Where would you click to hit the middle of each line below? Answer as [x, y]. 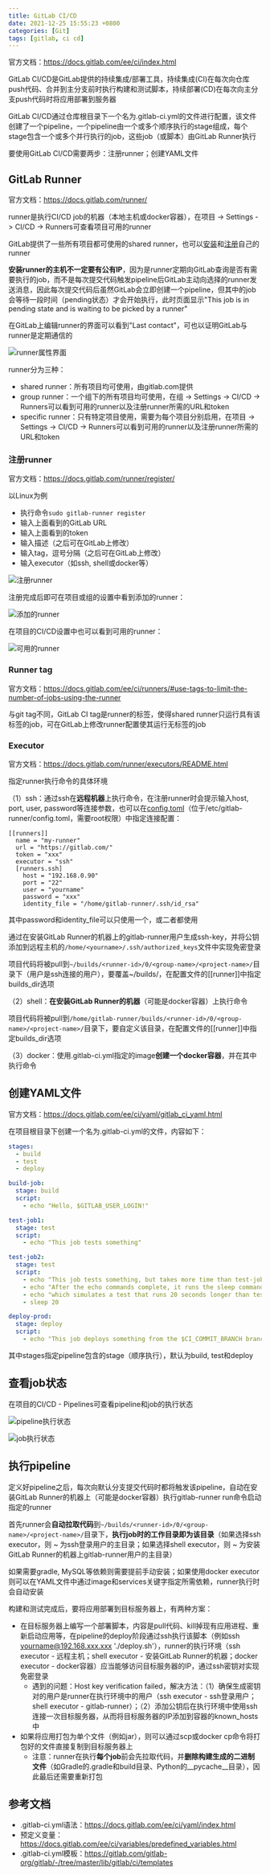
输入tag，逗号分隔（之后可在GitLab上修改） [92, 553]
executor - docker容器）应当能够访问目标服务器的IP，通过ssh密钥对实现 [139, 1666]
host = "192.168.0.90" [61, 876]
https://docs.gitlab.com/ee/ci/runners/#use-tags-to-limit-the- [145, 688]
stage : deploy [39, 1324]
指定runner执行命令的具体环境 [58, 781]
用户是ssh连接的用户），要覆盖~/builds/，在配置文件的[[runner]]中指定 [145, 974]
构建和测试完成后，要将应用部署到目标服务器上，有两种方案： [110, 1608]
